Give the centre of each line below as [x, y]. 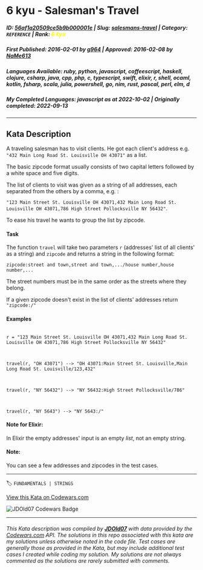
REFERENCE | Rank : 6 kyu [36, 34]
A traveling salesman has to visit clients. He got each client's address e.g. [98, 148]
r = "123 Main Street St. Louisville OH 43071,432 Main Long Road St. [97, 337]
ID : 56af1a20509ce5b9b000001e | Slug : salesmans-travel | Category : [97, 27]
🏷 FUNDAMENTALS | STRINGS [40, 483]
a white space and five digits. [43, 173]
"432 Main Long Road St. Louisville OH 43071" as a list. [77, 155]
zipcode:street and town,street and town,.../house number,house [90, 265]
